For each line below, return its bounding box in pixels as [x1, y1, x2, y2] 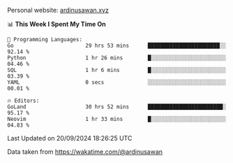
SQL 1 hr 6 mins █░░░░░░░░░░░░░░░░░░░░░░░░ [7, 66, 227, 73]
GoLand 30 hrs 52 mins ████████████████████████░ [7, 104, 227, 111]
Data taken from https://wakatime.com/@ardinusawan [7, 148, 163, 156]
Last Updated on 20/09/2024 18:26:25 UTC [7, 134, 133, 142]
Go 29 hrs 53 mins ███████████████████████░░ [7, 42, 227, 49]
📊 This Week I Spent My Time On [7, 20, 106, 28]
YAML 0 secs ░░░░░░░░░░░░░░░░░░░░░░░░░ [7, 79, 227, 86]
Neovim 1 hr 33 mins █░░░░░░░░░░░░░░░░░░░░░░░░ [7, 115, 227, 122]
